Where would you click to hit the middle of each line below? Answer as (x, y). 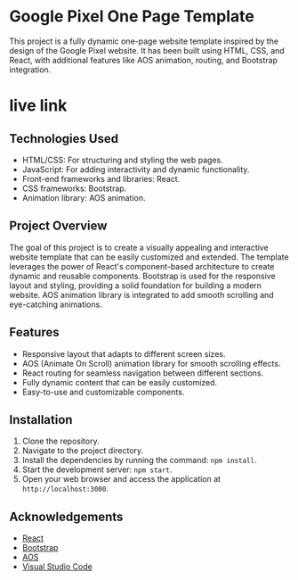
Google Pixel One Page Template (132, 17)
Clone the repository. (60, 441)
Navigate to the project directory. (83, 451)
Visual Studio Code (57, 567)
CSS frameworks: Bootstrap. (74, 188)
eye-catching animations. (56, 304)
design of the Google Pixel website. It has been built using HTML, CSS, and (147, 50)
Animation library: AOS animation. (84, 197)
